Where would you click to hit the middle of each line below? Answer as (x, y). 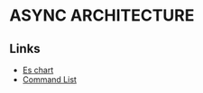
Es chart (38, 70)
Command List (49, 80)
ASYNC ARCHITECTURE (102, 16)
